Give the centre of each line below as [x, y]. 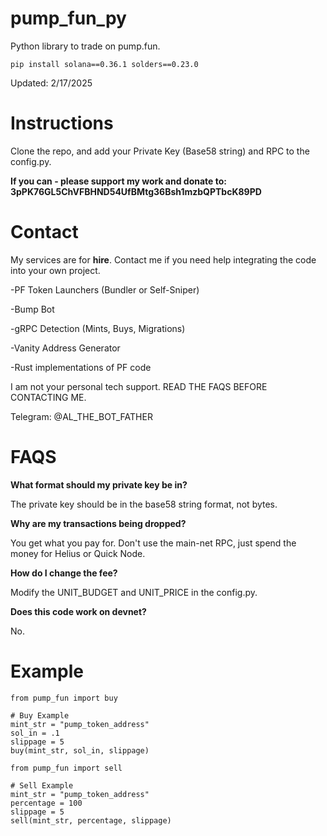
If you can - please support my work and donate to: [119, 181]
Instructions [62, 123]
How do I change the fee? [64, 573]
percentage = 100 [46, 803]
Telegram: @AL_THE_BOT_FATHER [81, 416]
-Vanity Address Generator [65, 348]
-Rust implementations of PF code [81, 367]
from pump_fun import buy [64, 698]
